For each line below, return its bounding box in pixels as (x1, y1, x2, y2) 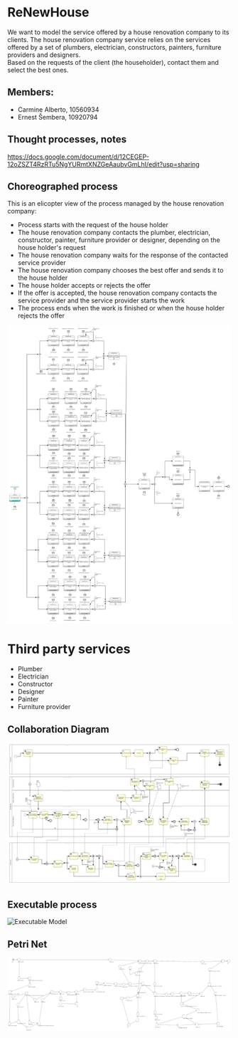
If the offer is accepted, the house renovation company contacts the (17, 289, 217, 298)
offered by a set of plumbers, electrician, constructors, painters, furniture (7, 43, 222, 51)
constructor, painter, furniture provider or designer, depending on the (17, 236, 220, 244)
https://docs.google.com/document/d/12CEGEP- (7, 152, 149, 161)
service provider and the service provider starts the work (17, 296, 185, 305)
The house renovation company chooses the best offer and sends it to (17, 266, 224, 275)
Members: (7, 86, 55, 98)
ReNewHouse (7, 4, 90, 21)
